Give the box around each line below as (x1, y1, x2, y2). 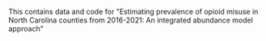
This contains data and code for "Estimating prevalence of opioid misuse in (8, 7, 259, 16)
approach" (8, 24, 44, 33)
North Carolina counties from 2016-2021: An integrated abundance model (8, 15, 253, 25)
